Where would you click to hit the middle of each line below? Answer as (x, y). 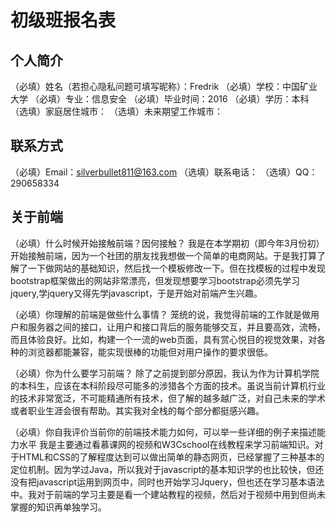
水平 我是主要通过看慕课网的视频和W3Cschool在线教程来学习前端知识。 (166, 444)
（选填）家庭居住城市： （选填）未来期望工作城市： (116, 111)
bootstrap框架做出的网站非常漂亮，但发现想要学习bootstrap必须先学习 (155, 280)
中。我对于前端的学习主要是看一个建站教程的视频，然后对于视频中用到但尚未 (168, 494)
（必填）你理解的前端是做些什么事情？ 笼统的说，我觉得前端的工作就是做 (160, 314)
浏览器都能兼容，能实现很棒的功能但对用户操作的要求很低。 (150, 352)
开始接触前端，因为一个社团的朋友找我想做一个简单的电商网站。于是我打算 (163, 255)
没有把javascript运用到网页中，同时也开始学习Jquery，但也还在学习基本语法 (167, 482)
